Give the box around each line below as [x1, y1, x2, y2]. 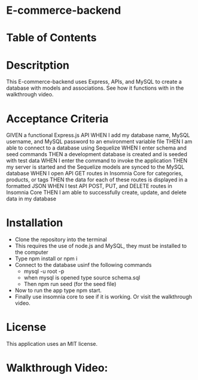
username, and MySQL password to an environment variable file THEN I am [6, 138, 193, 145]
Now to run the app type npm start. [14, 287, 102, 294]
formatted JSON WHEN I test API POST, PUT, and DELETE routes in [6, 183, 172, 190]
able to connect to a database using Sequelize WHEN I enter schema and [6, 144, 187, 151]
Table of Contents [6, 31, 97, 45]
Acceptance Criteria [6, 112, 109, 126]
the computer [14, 249, 49, 256]
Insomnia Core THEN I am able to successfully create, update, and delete [6, 189, 187, 196]
